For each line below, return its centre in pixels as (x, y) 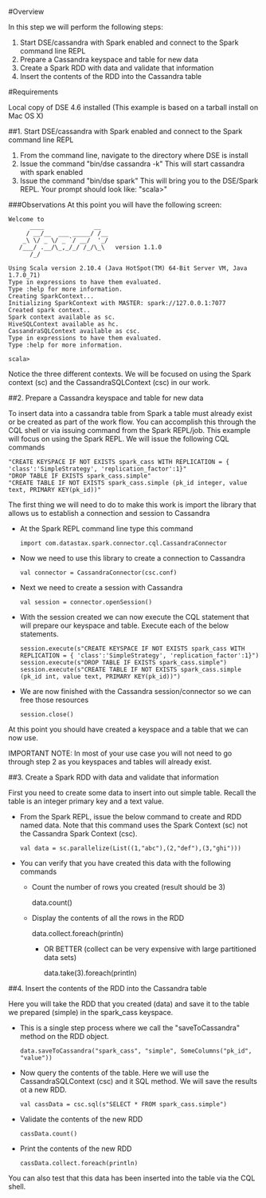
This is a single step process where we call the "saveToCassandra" (130, 1028)
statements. (39, 634)
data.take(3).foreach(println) (90, 973)
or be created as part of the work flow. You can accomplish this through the (132, 422)
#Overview (26, 12)
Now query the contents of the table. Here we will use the (114, 1073)
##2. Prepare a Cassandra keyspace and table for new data (106, 398)
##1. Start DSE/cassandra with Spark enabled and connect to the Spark (125, 131)
